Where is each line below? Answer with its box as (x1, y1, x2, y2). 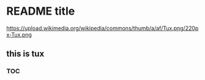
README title (6, 4, 75, 18)
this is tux (6, 49, 45, 59)
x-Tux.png (6, 31, 32, 38)
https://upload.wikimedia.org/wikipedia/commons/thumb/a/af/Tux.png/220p (6, 24, 199, 32)
